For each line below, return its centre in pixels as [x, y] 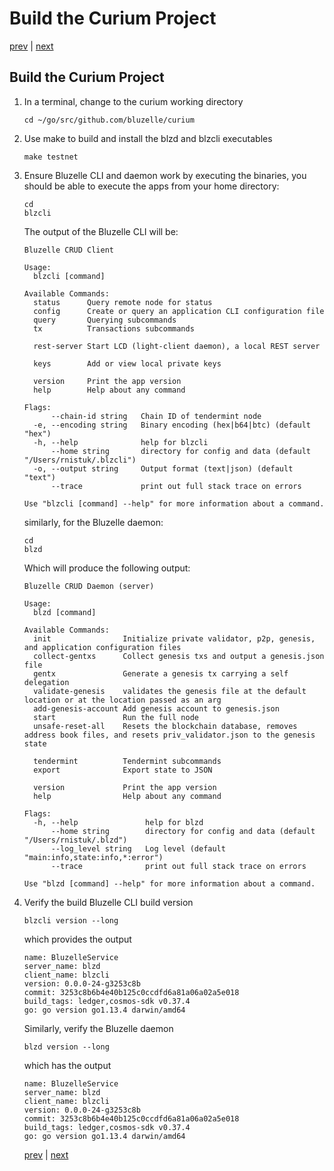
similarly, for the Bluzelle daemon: [93, 522]
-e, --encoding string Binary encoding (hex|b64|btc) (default [172, 425]
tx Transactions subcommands [114, 328]
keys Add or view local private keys [127, 363]
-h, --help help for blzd [118, 822]
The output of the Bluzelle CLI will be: [101, 231]
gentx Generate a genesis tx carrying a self [161, 673]
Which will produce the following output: [107, 568]
